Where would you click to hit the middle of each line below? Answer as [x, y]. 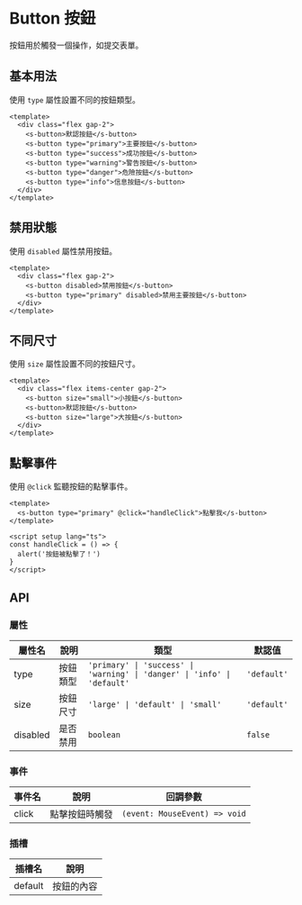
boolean [105, 734]
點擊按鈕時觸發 [82, 814]
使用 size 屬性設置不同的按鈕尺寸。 [75, 364]
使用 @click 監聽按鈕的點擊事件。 [71, 486]
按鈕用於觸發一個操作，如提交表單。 [76, 45]
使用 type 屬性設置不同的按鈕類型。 [75, 99]
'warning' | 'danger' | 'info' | [160, 674]
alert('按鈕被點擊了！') [59, 555]
